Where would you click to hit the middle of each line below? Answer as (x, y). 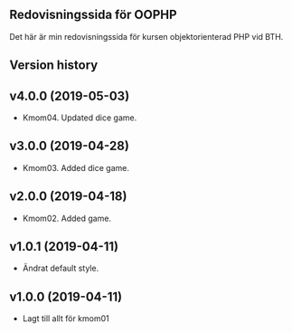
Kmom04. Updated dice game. (80, 118)
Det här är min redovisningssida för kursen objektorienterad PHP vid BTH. (146, 36)
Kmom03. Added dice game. (75, 167)
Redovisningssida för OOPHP (94, 15)
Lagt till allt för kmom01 (66, 319)
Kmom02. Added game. (66, 218)
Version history (54, 66)
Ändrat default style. (61, 268)
